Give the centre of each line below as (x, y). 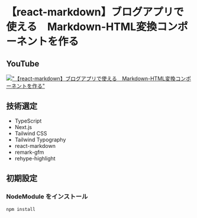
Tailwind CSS (31, 133)
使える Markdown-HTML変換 (82, 27)
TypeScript (28, 121)
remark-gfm (29, 152)
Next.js (23, 127)
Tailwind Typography (40, 140)
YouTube (23, 63)
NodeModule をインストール (47, 197)
